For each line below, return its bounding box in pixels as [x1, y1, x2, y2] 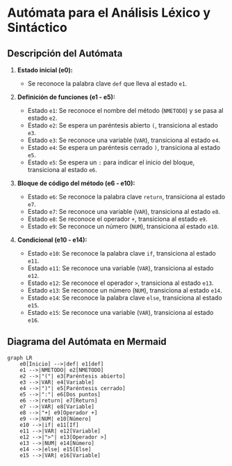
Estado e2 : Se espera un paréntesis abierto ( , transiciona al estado [27, 121, 219, 130]
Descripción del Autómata [7, 47, 123, 59]
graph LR [7, 354, 33, 362]
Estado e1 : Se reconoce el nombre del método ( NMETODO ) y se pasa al [27, 107, 224, 114]
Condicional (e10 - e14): [17, 235, 88, 244]
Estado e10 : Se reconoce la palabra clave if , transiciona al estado [27, 249, 217, 257]
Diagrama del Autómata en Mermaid [7, 336, 167, 348]
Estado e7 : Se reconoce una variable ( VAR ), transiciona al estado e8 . [27, 208, 221, 215]
